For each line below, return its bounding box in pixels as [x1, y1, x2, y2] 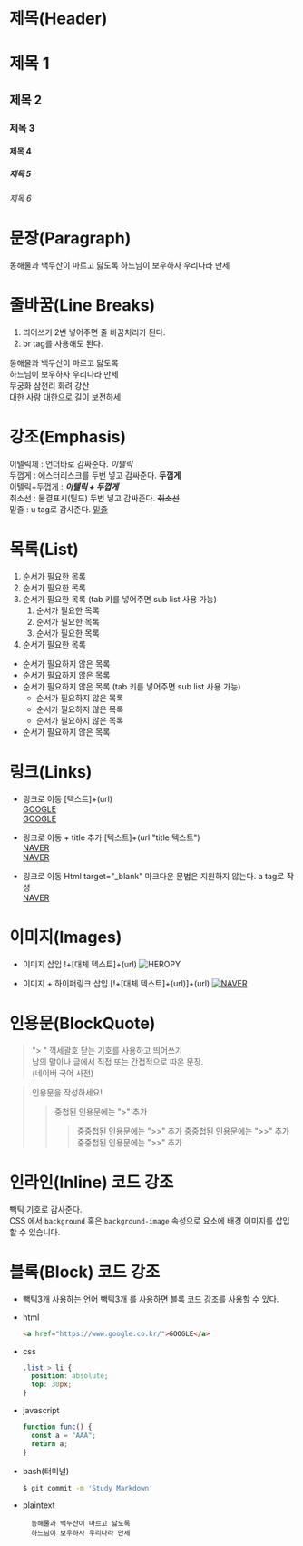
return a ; [31, 1439, 68, 1449]
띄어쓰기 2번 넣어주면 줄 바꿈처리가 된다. [22, 327, 166, 338]
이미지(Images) [9, 927, 122, 947]
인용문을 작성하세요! [31, 1086, 103, 1097]
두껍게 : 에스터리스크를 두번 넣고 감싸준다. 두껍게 [9, 470, 181, 481]
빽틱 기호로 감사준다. [9, 1204, 83, 1214]
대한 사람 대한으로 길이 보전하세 [9, 391, 122, 402]
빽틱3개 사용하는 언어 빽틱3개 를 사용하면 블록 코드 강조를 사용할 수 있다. [22, 1293, 279, 1304]
